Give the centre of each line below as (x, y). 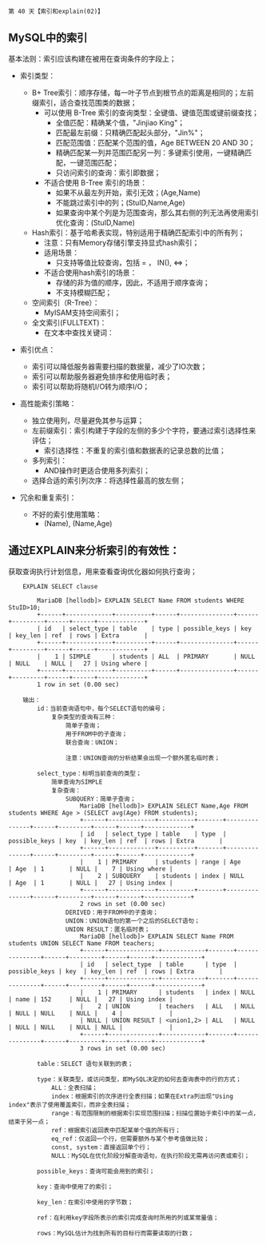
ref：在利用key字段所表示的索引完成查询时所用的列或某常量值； (128, 1218)
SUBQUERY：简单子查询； (101, 799)
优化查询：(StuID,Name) (95, 222)
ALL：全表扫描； (74, 1087)
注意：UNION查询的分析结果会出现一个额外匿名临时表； (143, 758)
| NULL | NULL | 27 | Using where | (78, 663)
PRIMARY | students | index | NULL (183, 992)
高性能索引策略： (48, 403)
